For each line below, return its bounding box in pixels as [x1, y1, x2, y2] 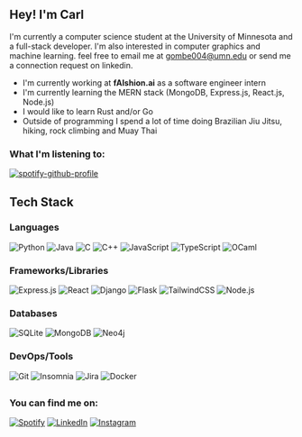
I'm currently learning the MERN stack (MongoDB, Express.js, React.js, [22, 86, 285, 97]
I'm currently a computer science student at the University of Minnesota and [9, 31, 293, 41]
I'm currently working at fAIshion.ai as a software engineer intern [22, 77, 267, 88]
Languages [9, 221, 60, 233]
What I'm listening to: [9, 148, 105, 160]
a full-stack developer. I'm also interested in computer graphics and [9, 41, 261, 51]
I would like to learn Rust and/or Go [22, 105, 153, 116]
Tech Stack [9, 194, 74, 210]
